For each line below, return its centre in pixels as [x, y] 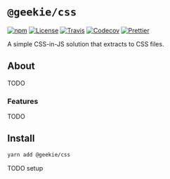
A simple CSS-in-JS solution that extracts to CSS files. [86, 44]
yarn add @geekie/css [39, 154]
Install [21, 139]
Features [23, 101]
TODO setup [25, 168]
